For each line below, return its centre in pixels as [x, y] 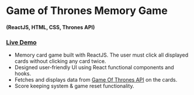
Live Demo [21, 42]
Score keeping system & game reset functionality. [74, 86]
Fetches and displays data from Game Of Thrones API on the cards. [96, 80]
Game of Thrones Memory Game [87, 11]
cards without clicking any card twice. [60, 61]
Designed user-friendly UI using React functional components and [94, 68]
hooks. [22, 73]
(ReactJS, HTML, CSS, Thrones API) [51, 27]
